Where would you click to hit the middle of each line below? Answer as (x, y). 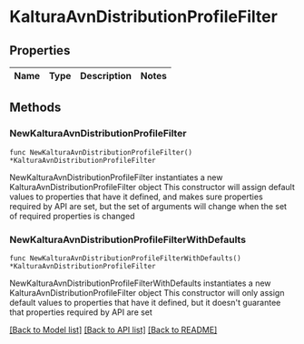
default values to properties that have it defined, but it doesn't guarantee (145, 302)
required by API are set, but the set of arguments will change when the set (148, 206)
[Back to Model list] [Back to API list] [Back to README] (113, 329)
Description (106, 76)
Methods (35, 108)
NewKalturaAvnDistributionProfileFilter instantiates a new (116, 177)
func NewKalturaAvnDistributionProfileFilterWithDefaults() (126, 258)
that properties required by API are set (81, 312)
